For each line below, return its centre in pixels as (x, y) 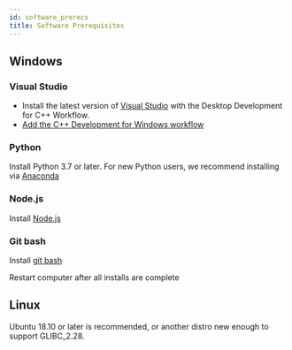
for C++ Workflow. (56, 115)
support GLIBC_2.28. (47, 336)
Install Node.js (35, 218)
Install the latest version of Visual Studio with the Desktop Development (152, 106)
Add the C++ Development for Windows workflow (113, 125)
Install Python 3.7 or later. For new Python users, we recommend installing (144, 167)
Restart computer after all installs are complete (94, 278)
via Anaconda (34, 176)
